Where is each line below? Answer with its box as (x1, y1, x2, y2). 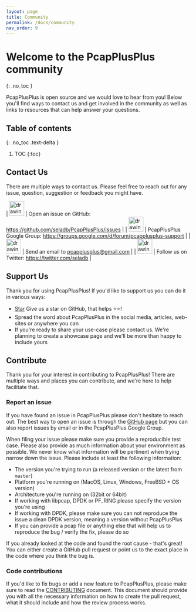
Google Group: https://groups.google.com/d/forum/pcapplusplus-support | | (6, 232, 191, 239)
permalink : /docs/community (6, 19, 75, 25)
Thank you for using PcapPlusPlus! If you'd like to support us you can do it (6, 287, 186, 294)
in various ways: (6, 293, 46, 300)
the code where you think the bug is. (6, 552, 95, 559)
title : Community (6, 14, 49, 20)
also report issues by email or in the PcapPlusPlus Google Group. (6, 424, 163, 431)
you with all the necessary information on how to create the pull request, (6, 593, 181, 600)
